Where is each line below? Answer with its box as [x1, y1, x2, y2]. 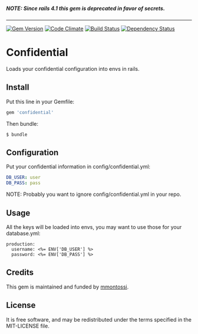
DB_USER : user [6, 175, 41, 181]
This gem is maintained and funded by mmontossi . [6, 283, 129, 290]
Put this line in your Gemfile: [6, 98, 75, 105]
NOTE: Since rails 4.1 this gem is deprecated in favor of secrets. [6, 5, 165, 12]
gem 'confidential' [6, 109, 54, 115]
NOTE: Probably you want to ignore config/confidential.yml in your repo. [6, 191, 181, 198]
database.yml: [6, 230, 41, 237]
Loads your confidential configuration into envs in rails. [6, 65, 140, 72]
